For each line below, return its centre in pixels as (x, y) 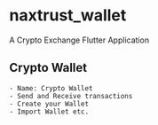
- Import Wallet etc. (49, 112)
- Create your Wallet (49, 104)
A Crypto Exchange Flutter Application (79, 40)
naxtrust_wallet (68, 16)
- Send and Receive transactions (71, 96)
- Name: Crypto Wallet (51, 88)
